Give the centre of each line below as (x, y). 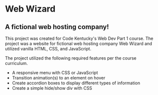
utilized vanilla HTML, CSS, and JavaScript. (48, 49)
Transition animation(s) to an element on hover (59, 78)
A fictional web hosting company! (57, 27)
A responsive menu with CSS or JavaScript (55, 73)
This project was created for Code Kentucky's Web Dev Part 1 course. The (79, 38)
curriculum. (16, 63)
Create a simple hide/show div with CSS (52, 88)
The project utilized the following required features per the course (71, 58)
